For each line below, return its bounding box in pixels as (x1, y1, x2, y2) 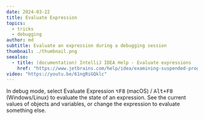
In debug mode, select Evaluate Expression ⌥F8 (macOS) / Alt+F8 (6, 87, 173, 95)
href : (17, 65, 32, 72)
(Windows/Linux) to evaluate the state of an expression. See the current (6, 94, 186, 101)
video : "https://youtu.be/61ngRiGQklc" (6, 71, 107, 77)
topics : (6, 20, 26, 26)
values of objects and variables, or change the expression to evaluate (6, 101, 180, 108)
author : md (6, 37, 34, 43)
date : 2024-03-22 (6, 8, 50, 15)
